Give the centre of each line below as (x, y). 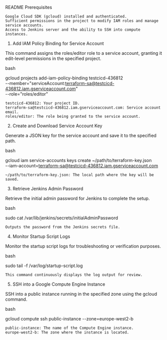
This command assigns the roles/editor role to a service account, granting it (84, 53)
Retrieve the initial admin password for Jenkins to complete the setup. (77, 198)
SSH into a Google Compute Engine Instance (59, 284)
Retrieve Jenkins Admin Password (48, 189)
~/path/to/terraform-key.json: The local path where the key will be (80, 175)
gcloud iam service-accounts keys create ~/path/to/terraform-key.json (78, 160)
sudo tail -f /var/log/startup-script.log (44, 266)
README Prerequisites (29, 7)
